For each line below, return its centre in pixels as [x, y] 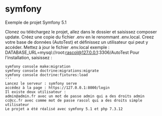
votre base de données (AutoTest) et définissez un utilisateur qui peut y [77, 42]
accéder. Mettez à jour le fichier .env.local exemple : [57, 47]
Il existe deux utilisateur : [36, 92]
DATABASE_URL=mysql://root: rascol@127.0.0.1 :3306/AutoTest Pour [72, 52]
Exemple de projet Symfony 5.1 [36, 22]
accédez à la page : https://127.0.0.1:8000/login [57, 88]
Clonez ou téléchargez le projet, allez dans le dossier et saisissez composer [81, 32]
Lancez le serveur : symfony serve [41, 83]
